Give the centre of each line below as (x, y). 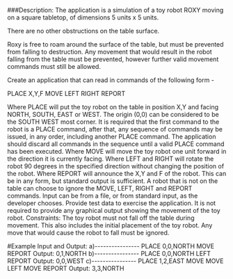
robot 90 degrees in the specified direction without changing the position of (116, 166)
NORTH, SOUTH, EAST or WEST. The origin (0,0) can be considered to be (113, 114)
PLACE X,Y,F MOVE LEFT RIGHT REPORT (66, 94)
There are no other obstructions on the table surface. (83, 31)
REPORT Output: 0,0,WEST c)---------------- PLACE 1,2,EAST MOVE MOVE (115, 261)
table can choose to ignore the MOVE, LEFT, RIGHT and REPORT (100, 188)
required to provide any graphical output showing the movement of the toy (114, 210)
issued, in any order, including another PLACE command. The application (112, 136)
